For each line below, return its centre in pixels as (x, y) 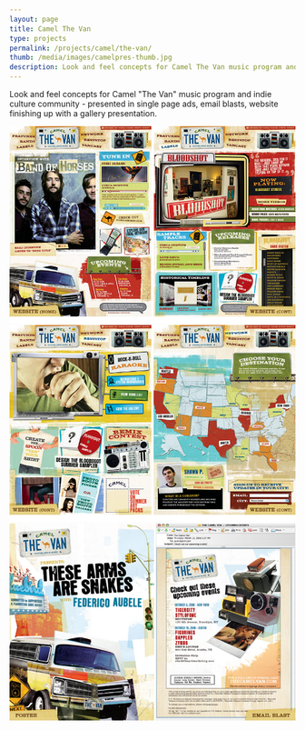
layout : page (34, 19)
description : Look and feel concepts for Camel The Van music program (146, 67)
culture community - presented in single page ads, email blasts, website (144, 104)
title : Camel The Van (50, 29)
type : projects (38, 38)
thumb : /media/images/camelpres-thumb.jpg (91, 58)
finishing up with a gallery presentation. (83, 113)
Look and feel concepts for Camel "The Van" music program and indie (141, 94)
